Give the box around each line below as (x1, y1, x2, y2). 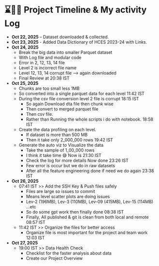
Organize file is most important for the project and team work (26, 229, 148, 235)
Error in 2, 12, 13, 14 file (18, 60, 65, 65)
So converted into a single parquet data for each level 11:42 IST (18, 91, 145, 96)
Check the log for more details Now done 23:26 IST (26, 157, 129, 163)
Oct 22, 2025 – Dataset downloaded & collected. (11, 34, 109, 40)
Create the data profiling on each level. (18, 126, 96, 132)
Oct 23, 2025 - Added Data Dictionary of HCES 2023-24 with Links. (11, 39, 147, 45)
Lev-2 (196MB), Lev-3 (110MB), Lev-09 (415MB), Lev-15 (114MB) (26, 199, 153, 204)
